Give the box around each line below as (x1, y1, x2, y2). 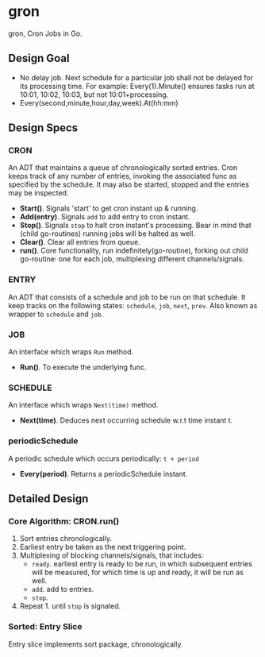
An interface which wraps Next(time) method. (8, 400, 159, 410)
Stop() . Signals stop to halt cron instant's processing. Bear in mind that (19, 221, 252, 230)
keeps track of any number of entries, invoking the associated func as (8, 172, 237, 181)
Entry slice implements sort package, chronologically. (8, 639, 183, 649)
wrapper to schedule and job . (8, 309, 104, 319)
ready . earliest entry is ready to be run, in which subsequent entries (31, 559, 252, 569)
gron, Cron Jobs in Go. (8, 29, 83, 38)
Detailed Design (8, 492, 89, 506)
